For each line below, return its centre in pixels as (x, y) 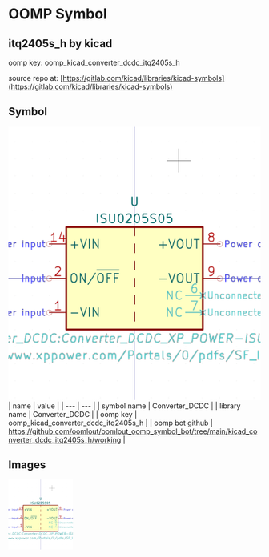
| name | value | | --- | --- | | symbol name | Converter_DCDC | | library (124, 406)
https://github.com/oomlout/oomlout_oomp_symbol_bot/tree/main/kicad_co (133, 431)
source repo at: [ (36, 78)
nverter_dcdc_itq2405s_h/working (65, 439)
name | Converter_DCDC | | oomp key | (73, 414)
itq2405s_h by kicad (60, 44)
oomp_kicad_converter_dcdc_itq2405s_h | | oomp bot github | (111, 423)
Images (27, 465)
